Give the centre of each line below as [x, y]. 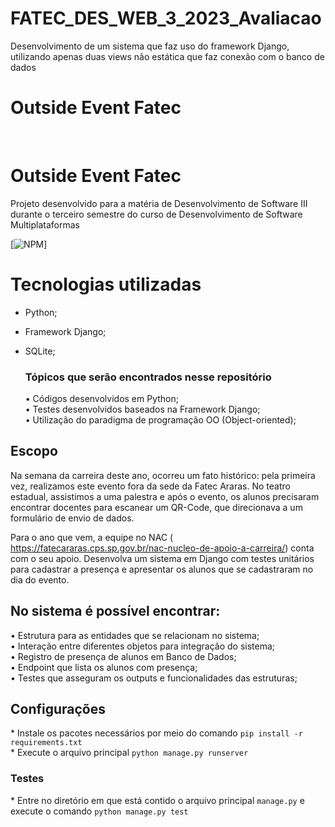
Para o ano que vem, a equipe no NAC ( [92, 537]
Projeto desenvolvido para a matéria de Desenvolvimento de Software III [159, 203]
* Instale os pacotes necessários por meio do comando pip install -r [156, 733]
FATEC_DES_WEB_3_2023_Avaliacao [166, 18]
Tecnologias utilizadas [106, 284]
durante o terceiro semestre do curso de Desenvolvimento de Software [156, 214]
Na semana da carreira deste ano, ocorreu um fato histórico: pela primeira [163, 475]
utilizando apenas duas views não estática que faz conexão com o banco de [167, 56]
